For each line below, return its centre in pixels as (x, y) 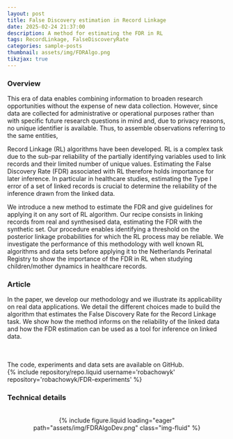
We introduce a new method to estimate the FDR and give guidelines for (110, 207)
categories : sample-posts (45, 46)
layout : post (26, 14)
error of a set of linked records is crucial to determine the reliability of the (112, 186)
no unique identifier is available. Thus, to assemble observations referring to (116, 128)
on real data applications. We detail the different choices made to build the (114, 307)
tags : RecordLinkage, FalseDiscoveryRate (68, 40)
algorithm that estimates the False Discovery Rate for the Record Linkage (112, 314)
